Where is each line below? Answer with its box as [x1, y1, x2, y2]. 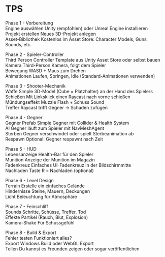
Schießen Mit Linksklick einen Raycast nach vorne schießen [5, 94, 130, 100]
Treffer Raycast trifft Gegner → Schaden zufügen [5, 104, 108, 110]
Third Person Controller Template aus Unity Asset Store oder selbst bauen [5, 56, 160, 63]
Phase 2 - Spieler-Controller [5, 51, 64, 58]
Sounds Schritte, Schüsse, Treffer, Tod [5, 209, 86, 215]
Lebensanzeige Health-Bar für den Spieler [5, 151, 94, 157]
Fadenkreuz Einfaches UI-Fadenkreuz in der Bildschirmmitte [5, 162, 131, 168]
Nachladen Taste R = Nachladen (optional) [5, 167, 94, 174]
